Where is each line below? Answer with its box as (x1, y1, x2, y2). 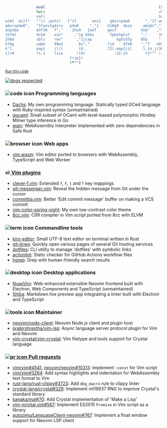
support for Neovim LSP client (12, 418, 75, 424)
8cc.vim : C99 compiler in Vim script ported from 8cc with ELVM (12, 212, 143, 218)
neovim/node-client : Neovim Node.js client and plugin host (12, 320, 133, 326)
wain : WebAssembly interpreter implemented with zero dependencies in (12, 122, 160, 129)
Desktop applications (43, 269, 96, 276)
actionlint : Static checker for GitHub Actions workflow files (12, 251, 133, 258)
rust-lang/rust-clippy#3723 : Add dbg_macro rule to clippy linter (12, 380, 140, 387)
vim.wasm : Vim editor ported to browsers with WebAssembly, (12, 151, 139, 157)
